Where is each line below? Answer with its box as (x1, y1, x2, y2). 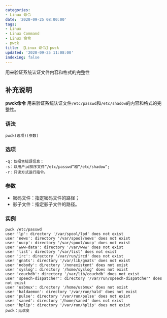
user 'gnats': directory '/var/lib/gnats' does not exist (5, 258, 130, 264)
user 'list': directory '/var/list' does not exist (5, 249, 117, 254)
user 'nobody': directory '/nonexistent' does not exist (5, 263, 128, 268)
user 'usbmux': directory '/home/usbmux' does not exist (5, 285, 128, 290)
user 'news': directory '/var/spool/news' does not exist (5, 236, 130, 241)
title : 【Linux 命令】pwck (5, 45, 59, 50)
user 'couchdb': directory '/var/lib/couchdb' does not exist (5, 272, 140, 277)
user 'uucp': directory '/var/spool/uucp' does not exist (5, 240, 130, 246)
